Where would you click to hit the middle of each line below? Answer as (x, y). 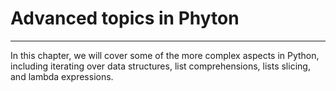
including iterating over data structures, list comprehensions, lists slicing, (160, 66)
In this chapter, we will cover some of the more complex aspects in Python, (165, 55)
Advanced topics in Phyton (125, 18)
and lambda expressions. (62, 76)
